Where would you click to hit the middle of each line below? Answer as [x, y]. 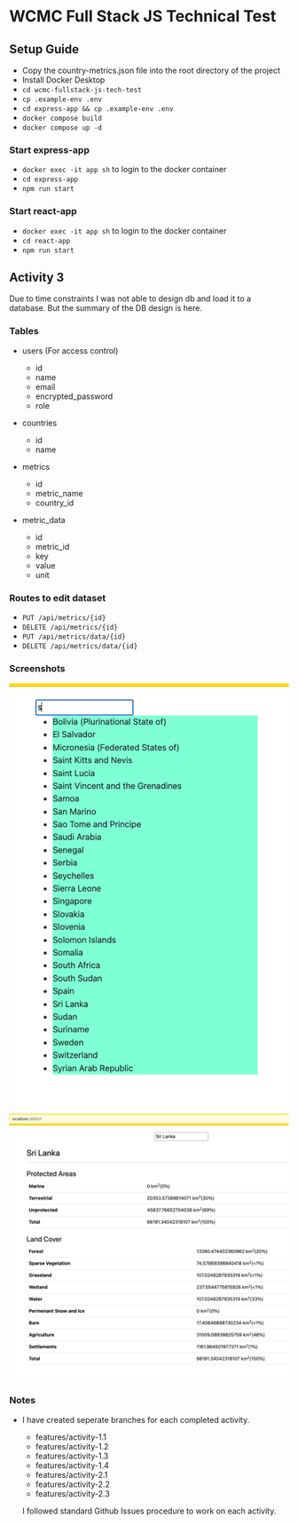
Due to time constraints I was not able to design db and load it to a [130, 298]
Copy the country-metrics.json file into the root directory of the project [151, 70]
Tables [24, 331]
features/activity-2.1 [71, 1474]
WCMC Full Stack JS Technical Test [143, 16]
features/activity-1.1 [71, 1437]
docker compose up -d [62, 128]
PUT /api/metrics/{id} [64, 618]
